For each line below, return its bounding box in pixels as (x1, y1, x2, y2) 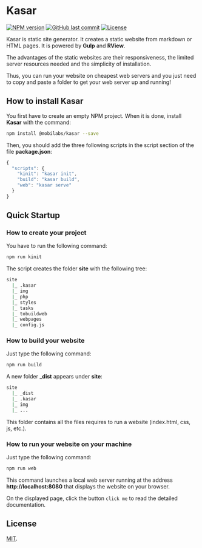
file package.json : (6, 148, 53, 155)
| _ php (12, 293, 29, 300)
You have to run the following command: (6, 242, 107, 250)
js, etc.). (6, 425, 27, 432)
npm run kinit (6, 254, 42, 260)
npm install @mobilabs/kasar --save (6, 130, 99, 137)
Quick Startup (6, 210, 61, 221)
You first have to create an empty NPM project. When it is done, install (6, 112, 182, 119)
